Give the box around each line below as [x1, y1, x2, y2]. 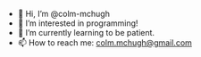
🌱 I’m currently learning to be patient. [17, 28, 155, 37]
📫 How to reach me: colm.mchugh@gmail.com [17, 37, 192, 48]
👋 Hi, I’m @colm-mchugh [17, 9, 110, 19]
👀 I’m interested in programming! [17, 18, 138, 28]
